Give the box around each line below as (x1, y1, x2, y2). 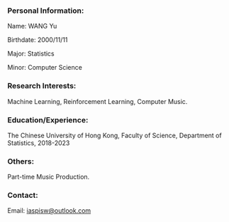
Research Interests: (7, 81, 77, 91)
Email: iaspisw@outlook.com (7, 206, 91, 215)
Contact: (7, 191, 38, 201)
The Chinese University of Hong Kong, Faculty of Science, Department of (7, 131, 222, 139)
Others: (7, 156, 34, 166)
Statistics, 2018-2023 (7, 138, 70, 147)
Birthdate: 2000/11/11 (7, 36, 68, 44)
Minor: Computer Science (7, 63, 83, 72)
